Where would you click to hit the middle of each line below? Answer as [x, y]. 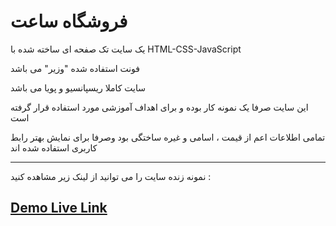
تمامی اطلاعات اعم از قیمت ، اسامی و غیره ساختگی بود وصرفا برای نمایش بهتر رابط [168, 137]
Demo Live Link [59, 208]
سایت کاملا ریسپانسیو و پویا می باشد [78, 87]
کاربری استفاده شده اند [54, 147]
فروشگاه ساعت [69, 21]
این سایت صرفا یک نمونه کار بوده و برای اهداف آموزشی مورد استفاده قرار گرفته [159, 107]
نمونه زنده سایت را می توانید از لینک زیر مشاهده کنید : [111, 176]
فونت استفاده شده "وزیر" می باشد [75, 68]
